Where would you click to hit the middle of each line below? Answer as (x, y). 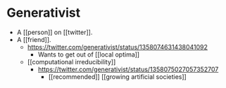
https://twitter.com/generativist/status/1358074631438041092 (118, 47)
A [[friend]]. (34, 39)
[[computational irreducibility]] (71, 61)
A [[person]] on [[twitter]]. (55, 32)
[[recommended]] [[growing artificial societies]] (118, 76)
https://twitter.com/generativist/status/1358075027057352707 (128, 69)
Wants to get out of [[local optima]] (89, 54)
